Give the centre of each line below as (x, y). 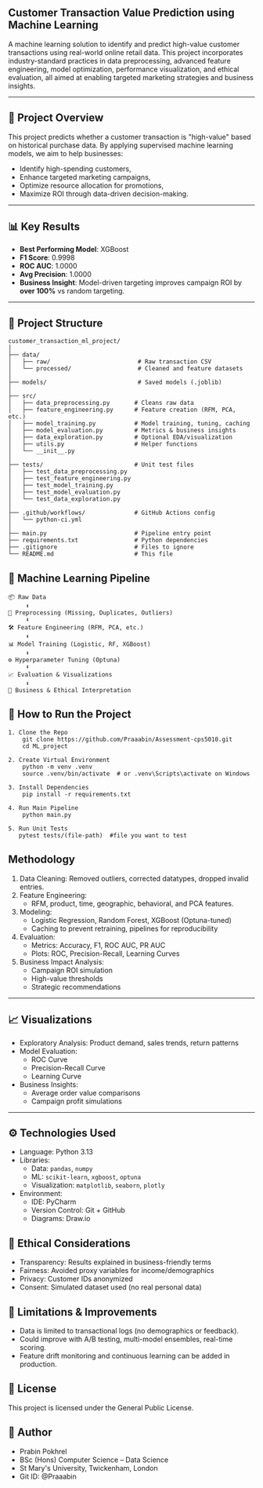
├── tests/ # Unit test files (101, 465)
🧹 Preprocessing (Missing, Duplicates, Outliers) (91, 613)
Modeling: (36, 912)
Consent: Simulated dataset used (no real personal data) (110, 1287)
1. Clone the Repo (38, 732)
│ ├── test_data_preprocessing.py (68, 472)
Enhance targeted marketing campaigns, (85, 177)
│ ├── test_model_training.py (61, 486)
